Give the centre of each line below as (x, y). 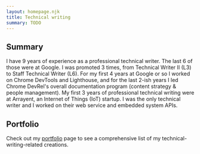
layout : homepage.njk (33, 12)
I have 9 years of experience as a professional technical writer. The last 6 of (99, 61)
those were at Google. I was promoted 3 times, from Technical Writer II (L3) (99, 67)
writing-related (24, 144)
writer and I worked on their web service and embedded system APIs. (92, 105)
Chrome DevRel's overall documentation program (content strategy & (91, 86)
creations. (56, 144)
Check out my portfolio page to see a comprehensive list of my (84, 138)
